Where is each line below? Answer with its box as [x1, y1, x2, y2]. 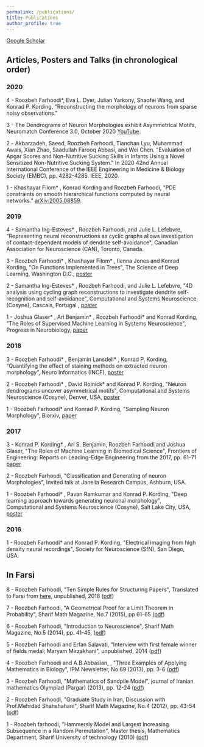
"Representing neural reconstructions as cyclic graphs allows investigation [6, 233, 194, 240]
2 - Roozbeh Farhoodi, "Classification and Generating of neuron [6, 472, 167, 479]
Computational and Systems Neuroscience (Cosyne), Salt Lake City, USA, [6, 503, 191, 511]
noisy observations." [6, 109, 58, 117]
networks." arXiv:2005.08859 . [6, 197, 82, 205]
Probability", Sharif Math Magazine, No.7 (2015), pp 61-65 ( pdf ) [6, 611, 166, 618]
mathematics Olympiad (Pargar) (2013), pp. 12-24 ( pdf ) [6, 684, 144, 691]
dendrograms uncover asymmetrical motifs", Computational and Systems [6, 387, 190, 394]
